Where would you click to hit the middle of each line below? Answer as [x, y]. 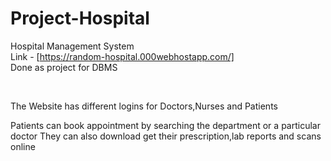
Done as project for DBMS [64, 67]
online [23, 146]
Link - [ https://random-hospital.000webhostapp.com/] [122, 56]
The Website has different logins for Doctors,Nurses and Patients [144, 106]
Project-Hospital [80, 18]
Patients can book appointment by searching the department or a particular [165, 125]
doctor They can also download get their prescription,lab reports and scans [166, 136]
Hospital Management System [72, 46]
